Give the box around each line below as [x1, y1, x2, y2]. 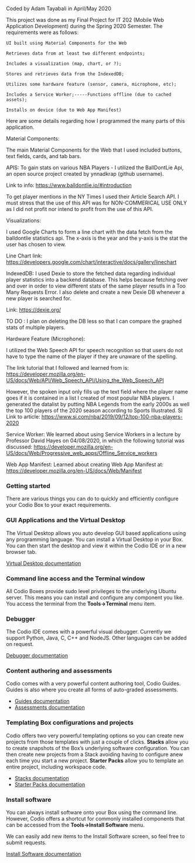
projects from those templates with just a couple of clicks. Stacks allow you [6, 738, 189, 745]
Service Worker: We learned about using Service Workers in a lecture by [6, 431, 181, 437]
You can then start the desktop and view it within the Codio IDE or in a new [6, 542, 186, 549]
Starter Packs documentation [14, 781, 85, 788]
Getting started [6, 481, 51, 490]
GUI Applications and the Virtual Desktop [6, 516, 126, 524]
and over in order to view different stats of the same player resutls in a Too [6, 282, 186, 289]
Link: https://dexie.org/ [6, 306, 61, 313]
